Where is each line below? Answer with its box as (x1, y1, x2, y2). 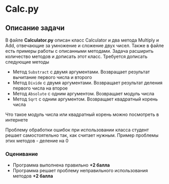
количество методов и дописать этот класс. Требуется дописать (5, 53, 148, 59)
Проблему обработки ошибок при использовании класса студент (5, 127, 149, 133)
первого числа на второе (12, 85, 68, 91)
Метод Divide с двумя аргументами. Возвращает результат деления (12, 80, 162, 86)
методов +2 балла (12, 173, 54, 179)
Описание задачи (5, 24, 65, 32)
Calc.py (5, 3, 39, 15)
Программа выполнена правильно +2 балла (12, 162, 110, 168)
